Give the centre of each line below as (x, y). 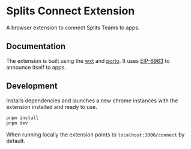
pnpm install (23, 118)
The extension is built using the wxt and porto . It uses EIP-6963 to (88, 60)
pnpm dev (17, 123)
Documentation (36, 46)
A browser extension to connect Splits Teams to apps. (73, 28)
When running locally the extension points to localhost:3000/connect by (95, 135)
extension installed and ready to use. (52, 107)
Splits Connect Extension (71, 11)
